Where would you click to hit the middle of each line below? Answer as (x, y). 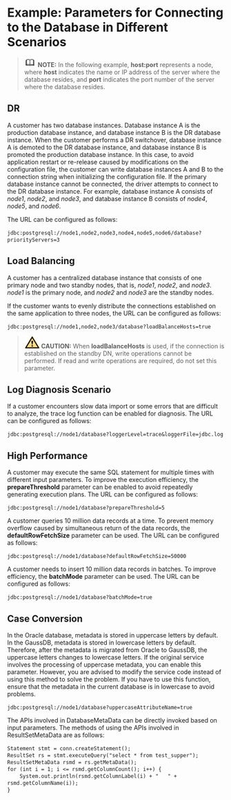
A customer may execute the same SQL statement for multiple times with (111, 472)
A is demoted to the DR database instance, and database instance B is (107, 147)
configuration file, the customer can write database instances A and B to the (115, 169)
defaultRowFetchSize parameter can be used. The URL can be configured (113, 536)
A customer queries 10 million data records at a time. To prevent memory (110, 521)
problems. (21, 694)
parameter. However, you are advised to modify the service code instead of (114, 672)
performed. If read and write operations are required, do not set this (120, 360)
